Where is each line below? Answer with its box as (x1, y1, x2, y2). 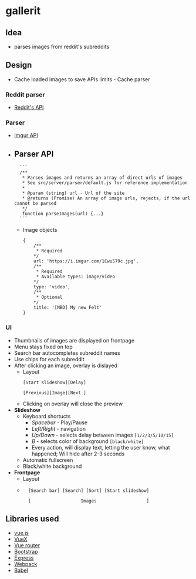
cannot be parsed (13, 201, 57, 207)
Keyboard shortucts (22, 412, 71, 420)
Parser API (13, 149, 54, 159)
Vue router (13, 542, 40, 549)
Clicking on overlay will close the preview (22, 400, 123, 407)
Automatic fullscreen (22, 456, 73, 463)
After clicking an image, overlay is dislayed (13, 362, 118, 369)
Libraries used (5, 514, 59, 524)
